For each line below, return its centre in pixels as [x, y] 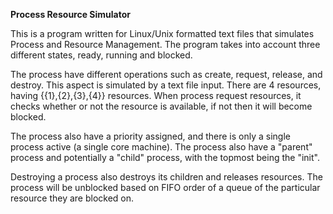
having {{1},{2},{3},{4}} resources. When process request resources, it [156, 95]
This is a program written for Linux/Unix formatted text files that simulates [162, 33]
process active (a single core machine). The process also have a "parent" [161, 147]
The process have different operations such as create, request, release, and [166, 74]
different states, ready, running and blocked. [101, 55]
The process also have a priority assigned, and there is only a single [150, 136]
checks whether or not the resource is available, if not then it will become [161, 106]
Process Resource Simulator [71, 14]
